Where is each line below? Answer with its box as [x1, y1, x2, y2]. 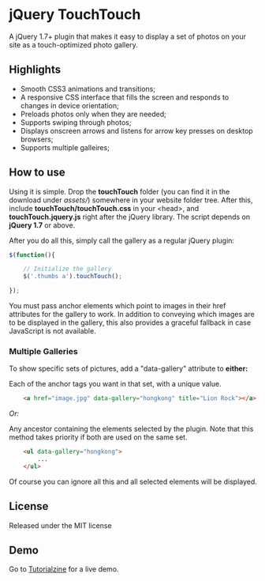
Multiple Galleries [9, 345, 78, 357]
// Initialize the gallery [23, 265, 112, 274]
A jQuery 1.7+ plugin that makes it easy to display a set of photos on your [9, 32, 247, 41]
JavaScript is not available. [9, 326, 97, 336]
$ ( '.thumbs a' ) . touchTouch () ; [23, 273, 123, 281]
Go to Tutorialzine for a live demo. [9, 564, 119, 574]
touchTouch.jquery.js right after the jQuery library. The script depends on [9, 212, 251, 221]
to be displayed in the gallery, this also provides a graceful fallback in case [9, 318, 252, 327]
